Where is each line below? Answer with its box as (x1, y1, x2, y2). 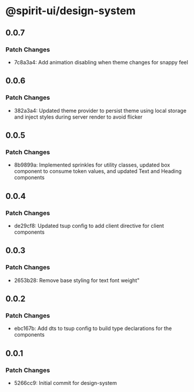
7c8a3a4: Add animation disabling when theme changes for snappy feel (14, 58, 189, 66)
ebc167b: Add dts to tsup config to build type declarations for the (14, 325, 172, 332)
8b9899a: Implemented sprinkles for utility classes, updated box (14, 161, 170, 169)
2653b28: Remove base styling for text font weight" (14, 276, 140, 284)
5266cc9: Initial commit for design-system (14, 380, 117, 386)
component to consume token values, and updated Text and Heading (14, 168, 182, 175)
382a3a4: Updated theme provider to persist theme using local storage (14, 107, 186, 114)
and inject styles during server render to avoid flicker (14, 113, 143, 120)
